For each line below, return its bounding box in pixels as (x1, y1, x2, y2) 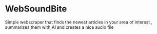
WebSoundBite (5, 3, 67, 14)
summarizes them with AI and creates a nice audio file (5, 24, 114, 30)
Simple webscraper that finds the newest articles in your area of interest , (5, 19, 153, 25)
